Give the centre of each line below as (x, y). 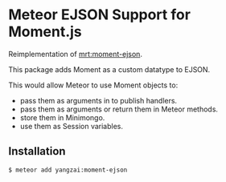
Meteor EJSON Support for (100, 15)
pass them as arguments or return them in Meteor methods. (119, 109)
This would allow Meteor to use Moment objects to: (93, 85)
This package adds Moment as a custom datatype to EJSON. (109, 69)
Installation (37, 151)
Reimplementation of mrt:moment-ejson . (76, 54)
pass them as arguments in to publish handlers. (99, 100)
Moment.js (45, 32)
